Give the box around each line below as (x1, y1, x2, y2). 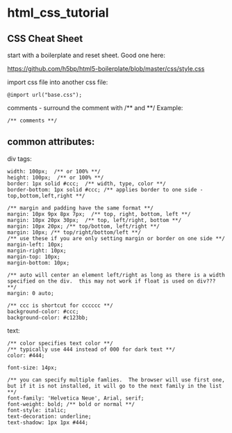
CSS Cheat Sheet (7, 33, 83, 45)
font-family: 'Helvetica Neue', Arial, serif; (7, 395, 144, 402)
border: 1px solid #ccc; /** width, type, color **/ (7, 180, 167, 187)
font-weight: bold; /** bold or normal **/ (7, 400, 135, 408)
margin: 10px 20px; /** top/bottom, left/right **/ (7, 223, 160, 230)
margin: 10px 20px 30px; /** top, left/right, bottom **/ (7, 216, 182, 223)
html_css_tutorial (7, 5, 109, 21)
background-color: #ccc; (7, 308, 79, 315)
